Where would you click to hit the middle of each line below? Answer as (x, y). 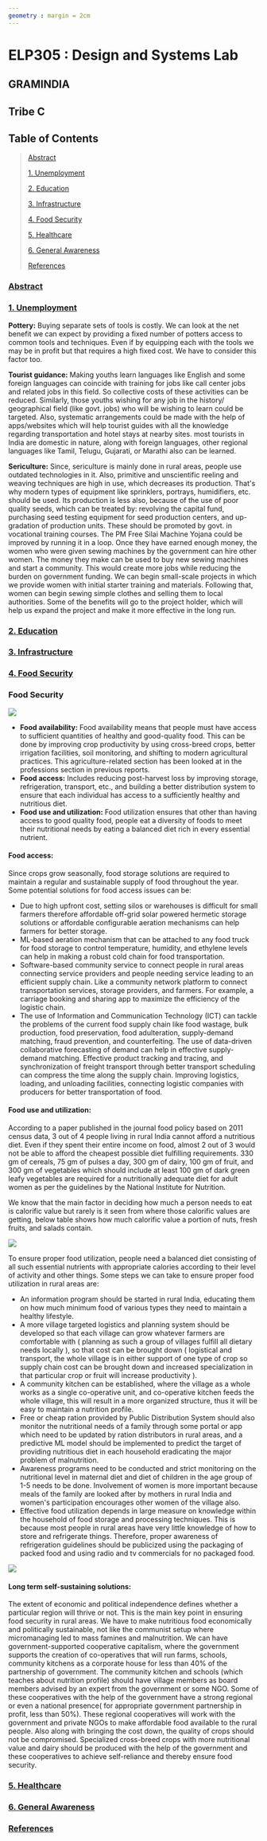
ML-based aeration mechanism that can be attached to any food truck (134, 939)
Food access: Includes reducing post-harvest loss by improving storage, (139, 778)
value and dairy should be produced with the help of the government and (128, 1748)
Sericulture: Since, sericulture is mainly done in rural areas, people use (125, 466)
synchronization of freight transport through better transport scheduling (137, 1066)
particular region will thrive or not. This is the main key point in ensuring (126, 1613)
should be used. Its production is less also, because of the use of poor (124, 500)
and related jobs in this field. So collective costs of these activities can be (128, 391)
